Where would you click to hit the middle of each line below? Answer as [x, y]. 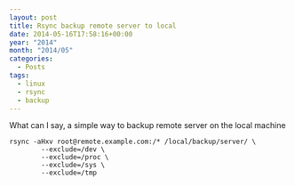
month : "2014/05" [41, 51]
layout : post [33, 17]
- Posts [32, 68]
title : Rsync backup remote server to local [93, 26]
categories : [31, 59]
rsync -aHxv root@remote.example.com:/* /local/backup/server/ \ [132, 142]
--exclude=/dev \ [73, 150]
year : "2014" [33, 42]
